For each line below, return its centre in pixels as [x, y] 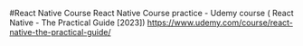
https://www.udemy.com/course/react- [220, 23]
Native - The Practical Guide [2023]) [77, 23]
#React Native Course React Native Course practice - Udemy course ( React [151, 13]
